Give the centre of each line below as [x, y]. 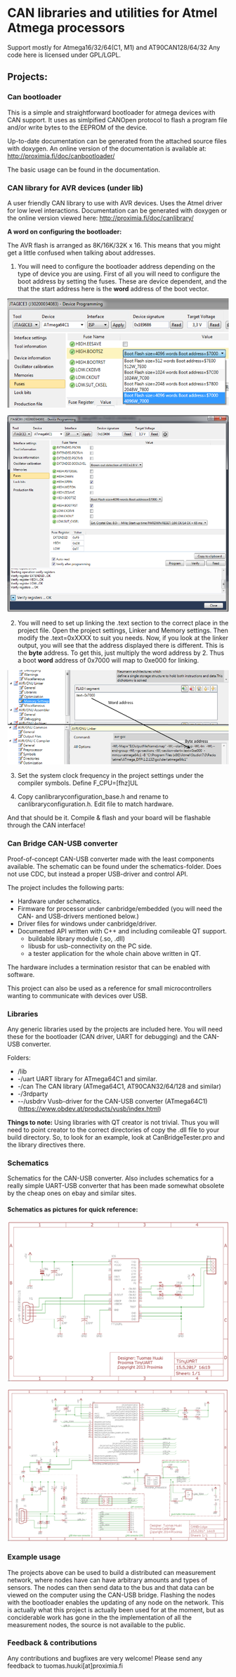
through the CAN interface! [46, 825]
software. [21, 974]
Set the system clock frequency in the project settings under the [110, 776]
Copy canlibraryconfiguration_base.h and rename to [93, 797]
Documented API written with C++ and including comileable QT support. [122, 931]
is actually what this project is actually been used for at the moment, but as [116, 1609]
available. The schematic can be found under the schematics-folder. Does [114, 866]
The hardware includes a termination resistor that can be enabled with [109, 967]
